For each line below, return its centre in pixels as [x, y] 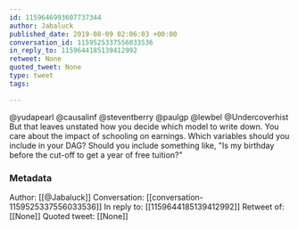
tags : [19, 84]
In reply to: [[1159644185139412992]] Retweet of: [194, 207]
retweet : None [36, 59]
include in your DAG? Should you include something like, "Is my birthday [142, 145]
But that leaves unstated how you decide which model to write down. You [144, 127]
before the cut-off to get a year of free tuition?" [96, 155]
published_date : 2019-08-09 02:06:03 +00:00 [93, 34]
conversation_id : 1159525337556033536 [81, 42]
